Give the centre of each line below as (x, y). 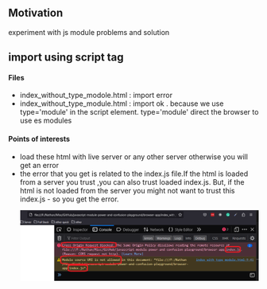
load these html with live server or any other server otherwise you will (134, 156)
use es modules (46, 121)
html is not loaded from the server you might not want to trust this (127, 190)
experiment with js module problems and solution (89, 32)
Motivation (36, 13)
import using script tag (66, 58)
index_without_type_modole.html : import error (96, 96)
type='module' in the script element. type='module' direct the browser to (139, 112)
